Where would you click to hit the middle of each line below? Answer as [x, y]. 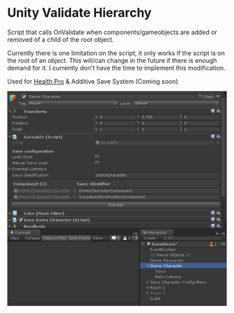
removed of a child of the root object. [61, 39]
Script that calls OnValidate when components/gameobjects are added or [112, 32]
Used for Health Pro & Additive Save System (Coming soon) [93, 81]
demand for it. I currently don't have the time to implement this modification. [116, 68]
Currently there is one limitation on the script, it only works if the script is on [116, 53]
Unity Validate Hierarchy [79, 13]
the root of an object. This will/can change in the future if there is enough [112, 60]
